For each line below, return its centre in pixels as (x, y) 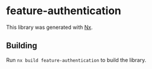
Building (22, 46)
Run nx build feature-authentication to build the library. (76, 60)
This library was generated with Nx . (49, 27)
